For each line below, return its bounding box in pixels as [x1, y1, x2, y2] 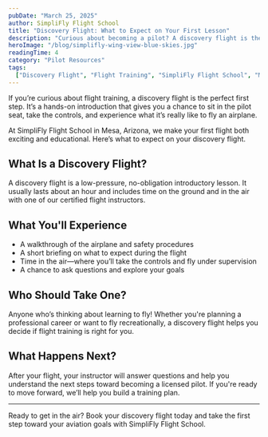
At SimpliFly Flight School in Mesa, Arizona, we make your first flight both [8, 125, 250, 135]
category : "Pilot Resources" [8, 57, 105, 65]
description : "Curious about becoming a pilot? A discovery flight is [8, 34, 248, 42]
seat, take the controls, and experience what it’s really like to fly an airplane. [8, 109, 258, 120]
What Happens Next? [8, 349, 117, 364]
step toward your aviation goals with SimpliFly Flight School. [8, 419, 206, 428]
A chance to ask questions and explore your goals [19, 265, 185, 275]
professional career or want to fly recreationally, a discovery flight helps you [8, 318, 259, 328]
